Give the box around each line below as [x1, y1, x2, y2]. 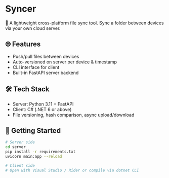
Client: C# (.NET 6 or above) [12, 106, 72, 112]
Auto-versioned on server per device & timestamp [12, 59, 117, 65]
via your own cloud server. [5, 25, 61, 31]
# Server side [5, 140, 35, 145]
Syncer [5, 3, 36, 15]
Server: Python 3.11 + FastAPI [12, 101, 74, 107]
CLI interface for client [12, 64, 60, 70]
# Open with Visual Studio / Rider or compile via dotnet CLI [5, 168, 139, 173]
